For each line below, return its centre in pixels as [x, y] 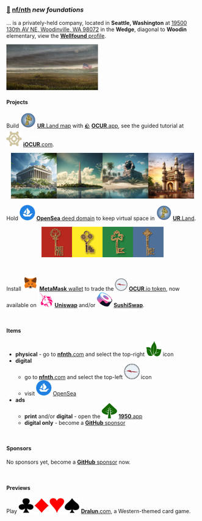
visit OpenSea [50, 393]
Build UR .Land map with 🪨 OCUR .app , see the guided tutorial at [95, 126]
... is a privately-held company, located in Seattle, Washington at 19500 [97, 23]
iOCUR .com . [39, 144]
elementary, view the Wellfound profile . [56, 36]
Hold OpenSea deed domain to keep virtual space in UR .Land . [101, 218]
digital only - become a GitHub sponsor [75, 422]
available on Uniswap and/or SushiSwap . [75, 305]
